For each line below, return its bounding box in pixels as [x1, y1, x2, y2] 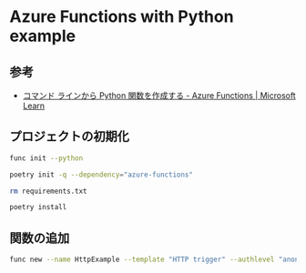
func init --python [9, 153, 84, 163]
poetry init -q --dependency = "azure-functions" [9, 170, 194, 179]
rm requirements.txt [9, 187, 88, 196]
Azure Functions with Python [9, 6, 234, 27]
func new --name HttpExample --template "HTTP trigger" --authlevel [9, 255, 275, 265]
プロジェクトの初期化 [9, 129, 129, 145]
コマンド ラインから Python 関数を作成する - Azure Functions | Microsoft [22, 90, 296, 101]
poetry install [9, 203, 67, 212]
